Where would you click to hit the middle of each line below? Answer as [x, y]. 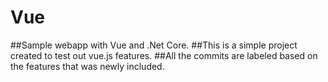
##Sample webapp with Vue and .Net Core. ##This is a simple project [154, 45]
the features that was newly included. [87, 66]
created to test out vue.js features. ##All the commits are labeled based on [164, 55]
